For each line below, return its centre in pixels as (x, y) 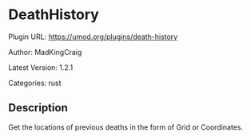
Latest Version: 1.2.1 (41, 67)
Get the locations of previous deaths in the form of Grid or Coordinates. (126, 127)
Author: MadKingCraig (45, 52)
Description (38, 108)
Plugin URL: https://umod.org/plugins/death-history (93, 37)
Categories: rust (35, 83)
